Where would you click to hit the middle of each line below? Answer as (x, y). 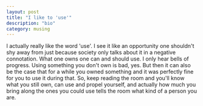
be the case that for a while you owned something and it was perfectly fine (100, 72)
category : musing (28, 29)
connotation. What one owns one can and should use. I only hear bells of (98, 59)
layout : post (23, 12)
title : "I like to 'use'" (39, 18)
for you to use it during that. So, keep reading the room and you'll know (95, 78)
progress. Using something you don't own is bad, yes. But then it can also (99, 65)
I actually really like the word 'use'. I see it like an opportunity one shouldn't (100, 46)
